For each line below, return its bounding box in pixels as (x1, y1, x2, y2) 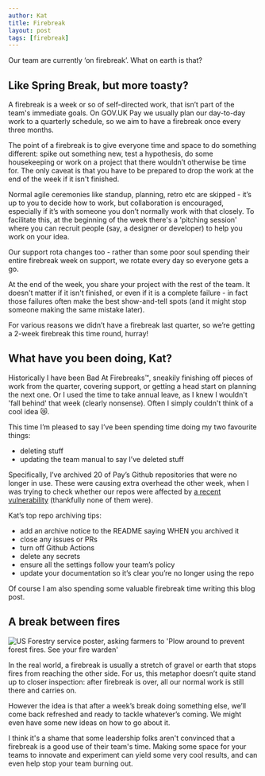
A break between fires (8, 615, 121, 629)
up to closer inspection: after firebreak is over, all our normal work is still (8, 677, 244, 686)
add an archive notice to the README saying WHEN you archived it (19, 526, 240, 535)
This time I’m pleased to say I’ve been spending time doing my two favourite (8, 422, 258, 432)
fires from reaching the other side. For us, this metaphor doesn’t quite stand (8, 669, 256, 678)
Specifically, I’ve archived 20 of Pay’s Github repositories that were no (8, 470, 238, 479)
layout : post (8, 26, 52, 34)
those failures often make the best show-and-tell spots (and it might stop (8, 297, 248, 306)
